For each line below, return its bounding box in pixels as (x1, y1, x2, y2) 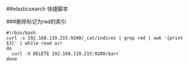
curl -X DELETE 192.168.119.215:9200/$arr (11, 51, 119, 57)
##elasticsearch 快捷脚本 (6, 5, 69, 12)
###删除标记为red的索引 (6, 18, 67, 25)
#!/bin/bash (6, 30, 36, 36)
